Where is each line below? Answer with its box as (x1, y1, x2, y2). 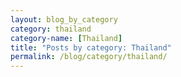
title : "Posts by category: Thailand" (10, 42, 172, 53)
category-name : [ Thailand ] (10, 33, 123, 43)
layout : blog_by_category (10, 14, 118, 25)
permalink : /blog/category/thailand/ (10, 52, 168, 62)
